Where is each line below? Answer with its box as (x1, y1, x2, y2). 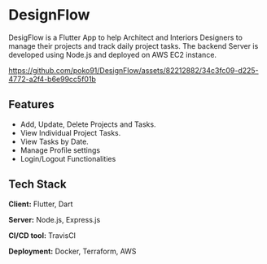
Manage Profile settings (20, 145, 100, 155)
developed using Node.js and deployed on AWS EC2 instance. (8, 50, 217, 59)
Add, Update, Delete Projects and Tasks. (20, 119, 156, 129)
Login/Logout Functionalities (20, 154, 116, 163)
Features (8, 97, 55, 111)
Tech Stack (8, 177, 67, 192)
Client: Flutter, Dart (8, 199, 73, 209)
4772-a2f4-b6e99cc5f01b (8, 74, 96, 84)
